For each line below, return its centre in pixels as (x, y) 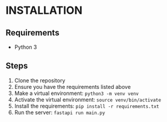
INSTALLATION (44, 11)
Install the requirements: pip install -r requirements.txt (87, 106)
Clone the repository (40, 80)
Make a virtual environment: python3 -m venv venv (76, 93)
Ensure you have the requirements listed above (72, 87)
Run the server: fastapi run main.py (60, 112)
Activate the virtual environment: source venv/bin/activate (88, 99)
